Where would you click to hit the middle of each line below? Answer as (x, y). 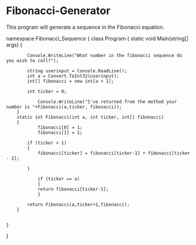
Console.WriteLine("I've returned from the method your (107, 102)
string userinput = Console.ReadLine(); (77, 71)
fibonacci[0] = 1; (60, 127)
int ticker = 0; (47, 91)
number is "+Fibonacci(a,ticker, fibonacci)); (64, 107)
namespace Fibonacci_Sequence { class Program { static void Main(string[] (97, 38)
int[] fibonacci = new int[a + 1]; (71, 81)
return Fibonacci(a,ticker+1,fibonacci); (79, 204)
